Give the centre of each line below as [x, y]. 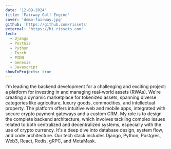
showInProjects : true [28, 72]
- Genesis [20, 62]
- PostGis [20, 44]
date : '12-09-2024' [26, 10]
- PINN [17, 58]
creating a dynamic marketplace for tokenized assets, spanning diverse [81, 97]
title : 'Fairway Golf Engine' [38, 15]
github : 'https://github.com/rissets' [47, 24]
